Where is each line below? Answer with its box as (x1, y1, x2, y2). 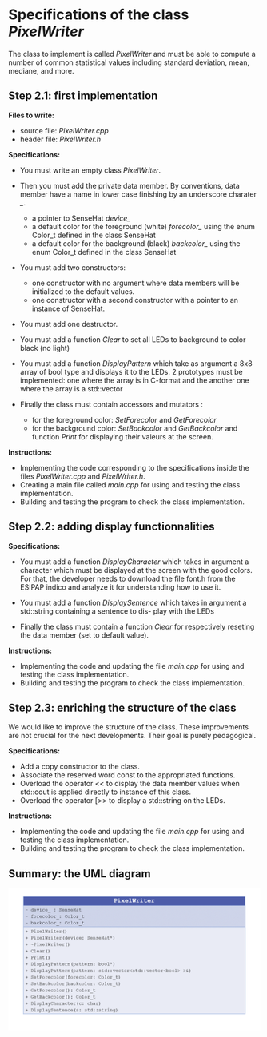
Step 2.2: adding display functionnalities (8, 520, 215, 534)
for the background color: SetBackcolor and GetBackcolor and (31, 423, 238, 433)
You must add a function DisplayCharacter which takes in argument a (19, 557, 249, 566)
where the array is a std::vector (19, 383, 123, 393)
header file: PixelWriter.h (19, 134, 102, 144)
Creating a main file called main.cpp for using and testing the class (19, 479, 241, 489)
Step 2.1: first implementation (8, 89, 158, 103)
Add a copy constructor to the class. (19, 761, 140, 772)
